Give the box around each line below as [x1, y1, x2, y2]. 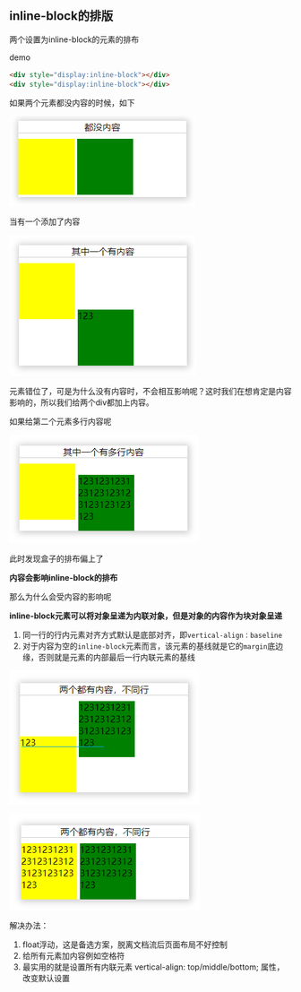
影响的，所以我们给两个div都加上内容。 [9, 397, 154, 408]
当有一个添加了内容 [9, 216, 81, 227]
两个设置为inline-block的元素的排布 [9, 34, 140, 45]
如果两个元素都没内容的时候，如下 [9, 97, 135, 108]
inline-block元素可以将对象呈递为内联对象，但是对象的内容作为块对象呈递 [9, 610, 283, 621]
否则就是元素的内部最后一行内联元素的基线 [38, 651, 195, 662]
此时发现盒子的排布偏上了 [9, 553, 104, 564]
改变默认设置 [21, 972, 70, 983]
